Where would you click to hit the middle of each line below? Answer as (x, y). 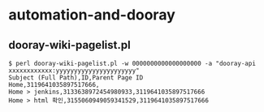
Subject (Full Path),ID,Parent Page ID (76, 78)
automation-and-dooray (92, 15)
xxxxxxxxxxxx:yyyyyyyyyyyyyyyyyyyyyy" (74, 71)
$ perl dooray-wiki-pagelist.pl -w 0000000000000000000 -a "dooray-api (132, 63)
